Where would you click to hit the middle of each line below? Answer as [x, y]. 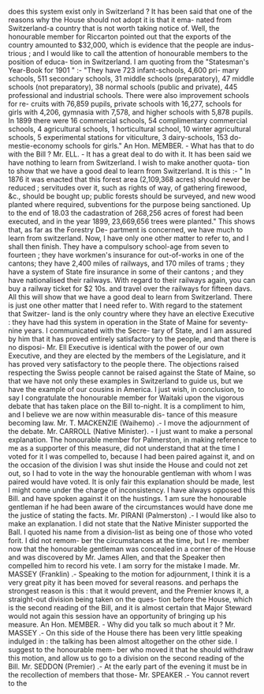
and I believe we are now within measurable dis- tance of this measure [123, 415]
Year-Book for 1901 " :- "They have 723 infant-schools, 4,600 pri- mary [124, 70]
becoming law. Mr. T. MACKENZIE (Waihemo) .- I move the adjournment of [129, 423]
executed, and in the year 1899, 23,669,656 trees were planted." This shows [132, 221]
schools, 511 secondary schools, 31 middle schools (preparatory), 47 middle [131, 79]
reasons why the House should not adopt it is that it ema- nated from [120, 20]
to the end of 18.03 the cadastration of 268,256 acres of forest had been [126, 213]
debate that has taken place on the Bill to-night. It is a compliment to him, [127, 406]
